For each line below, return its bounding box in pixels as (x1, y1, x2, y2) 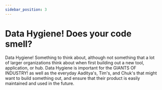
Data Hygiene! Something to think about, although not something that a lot (5, 54, 155, 60)
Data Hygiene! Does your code (5, 28, 132, 39)
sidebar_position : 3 (5, 7, 47, 12)
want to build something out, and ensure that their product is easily (5, 75, 140, 81)
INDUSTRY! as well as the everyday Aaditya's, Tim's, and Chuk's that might (5, 70, 157, 76)
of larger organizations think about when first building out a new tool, (5, 59, 144, 66)
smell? (5, 38, 33, 49)
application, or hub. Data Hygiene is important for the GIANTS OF (5, 65, 137, 71)
